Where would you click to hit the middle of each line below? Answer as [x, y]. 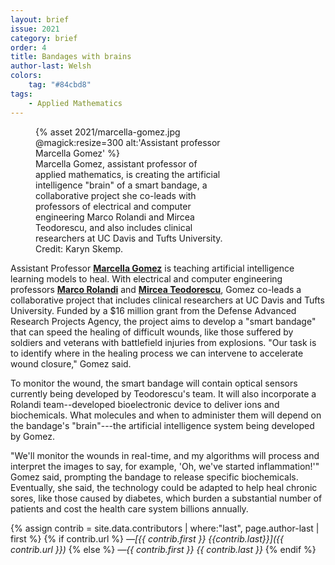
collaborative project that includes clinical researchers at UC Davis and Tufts [167, 300]
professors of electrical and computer [113, 206]
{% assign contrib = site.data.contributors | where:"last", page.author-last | [165, 528]
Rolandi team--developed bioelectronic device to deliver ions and [145, 404]
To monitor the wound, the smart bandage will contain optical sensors [154, 383]
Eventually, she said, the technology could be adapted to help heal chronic [164, 487]
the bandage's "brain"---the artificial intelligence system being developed [162, 425]
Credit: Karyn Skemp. [79, 248]
